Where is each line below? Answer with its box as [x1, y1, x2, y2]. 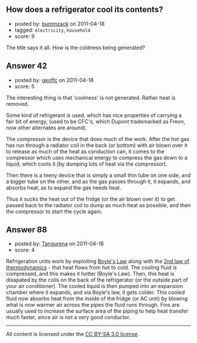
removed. [6, 100, 29, 107]
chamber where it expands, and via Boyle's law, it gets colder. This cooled [6, 289, 185, 296]
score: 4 [14, 246, 35, 253]
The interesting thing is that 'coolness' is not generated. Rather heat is [6, 94, 176, 101]
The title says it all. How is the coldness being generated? [6, 44, 145, 51]
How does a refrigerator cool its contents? [6, 5, 164, 15]
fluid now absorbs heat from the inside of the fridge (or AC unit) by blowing [6, 295, 188, 302]
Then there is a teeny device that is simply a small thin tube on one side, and [6, 171, 191, 179]
